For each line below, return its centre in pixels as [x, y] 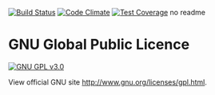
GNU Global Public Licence [99, 45]
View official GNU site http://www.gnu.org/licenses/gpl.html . [108, 82]
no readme [188, 12]
